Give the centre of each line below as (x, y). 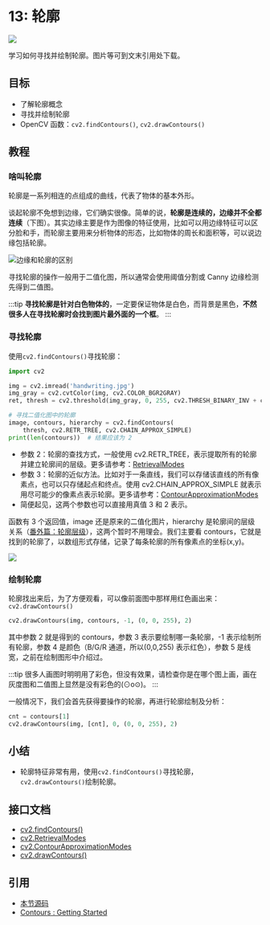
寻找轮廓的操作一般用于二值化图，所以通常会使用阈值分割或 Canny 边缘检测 (134, 277)
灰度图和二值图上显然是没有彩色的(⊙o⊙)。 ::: (84, 684)
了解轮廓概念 (41, 104)
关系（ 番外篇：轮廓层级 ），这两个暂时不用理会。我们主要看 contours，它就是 (135, 531)
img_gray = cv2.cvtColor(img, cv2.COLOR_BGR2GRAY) (95, 393)
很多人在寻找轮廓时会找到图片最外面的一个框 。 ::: (90, 314)
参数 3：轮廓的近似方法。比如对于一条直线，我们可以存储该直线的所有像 (139, 474)
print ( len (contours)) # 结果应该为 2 (70, 438)
